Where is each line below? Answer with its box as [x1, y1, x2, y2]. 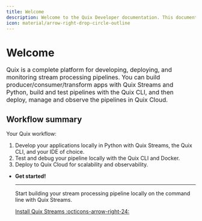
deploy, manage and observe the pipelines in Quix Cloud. [6, 95, 168, 104]
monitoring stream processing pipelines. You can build [6, 73, 161, 82]
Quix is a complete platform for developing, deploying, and [6, 65, 173, 74]
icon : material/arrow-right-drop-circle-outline [6, 20, 130, 26]
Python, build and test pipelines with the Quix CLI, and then [6, 88, 174, 97]
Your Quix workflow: [6, 130, 57, 138]
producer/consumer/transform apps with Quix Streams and [6, 80, 174, 89]
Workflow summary [6, 114, 82, 124]
